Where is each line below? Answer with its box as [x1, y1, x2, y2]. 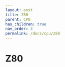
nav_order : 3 [5, 26, 33, 31]
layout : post [5, 7, 33, 13]
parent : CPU [5, 17, 30, 22]
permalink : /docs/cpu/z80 [5, 31, 60, 36]
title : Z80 [5, 12, 28, 17]
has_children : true [5, 21, 47, 27]
